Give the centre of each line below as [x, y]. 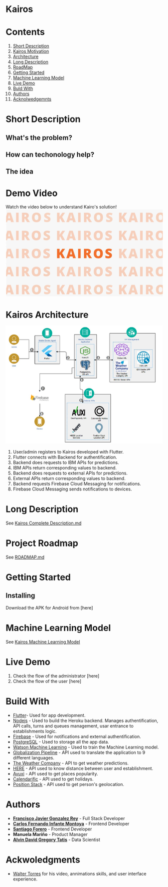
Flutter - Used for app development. [49, 715]
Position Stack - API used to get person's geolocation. [68, 784]
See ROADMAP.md [25, 557]
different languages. [33, 757]
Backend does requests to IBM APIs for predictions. [66, 462]
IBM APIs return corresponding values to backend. [65, 468]
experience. [25, 879]
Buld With [23, 88]
